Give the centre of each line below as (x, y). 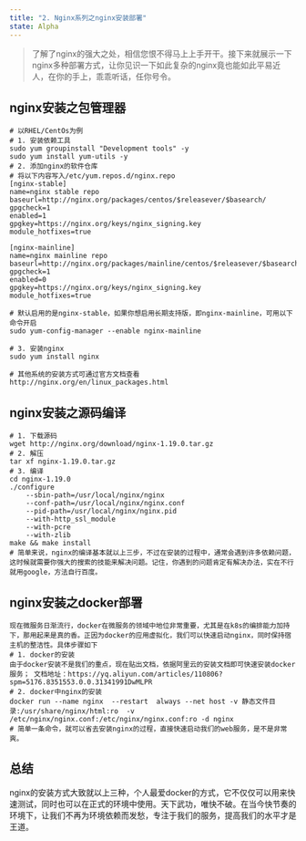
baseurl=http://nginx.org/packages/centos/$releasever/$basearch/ (138, 200)
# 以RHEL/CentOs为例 (46, 131)
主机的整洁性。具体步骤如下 (54, 645)
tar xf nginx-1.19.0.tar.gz (63, 462)
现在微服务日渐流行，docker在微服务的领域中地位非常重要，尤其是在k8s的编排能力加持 (150, 626)
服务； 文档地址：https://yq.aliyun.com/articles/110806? (116, 674)
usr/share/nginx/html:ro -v (79, 711)
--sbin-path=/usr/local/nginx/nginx (96, 495)
